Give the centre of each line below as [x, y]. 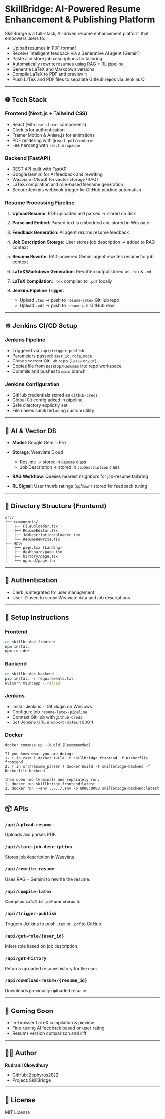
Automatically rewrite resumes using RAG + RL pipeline [68, 64]
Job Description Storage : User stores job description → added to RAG [83, 242]
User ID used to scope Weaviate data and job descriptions [71, 597]
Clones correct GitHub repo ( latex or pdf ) [54, 361]
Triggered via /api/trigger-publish [48, 350]
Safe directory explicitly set [40, 405]
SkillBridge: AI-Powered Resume [73, 9]
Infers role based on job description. [42, 946]
